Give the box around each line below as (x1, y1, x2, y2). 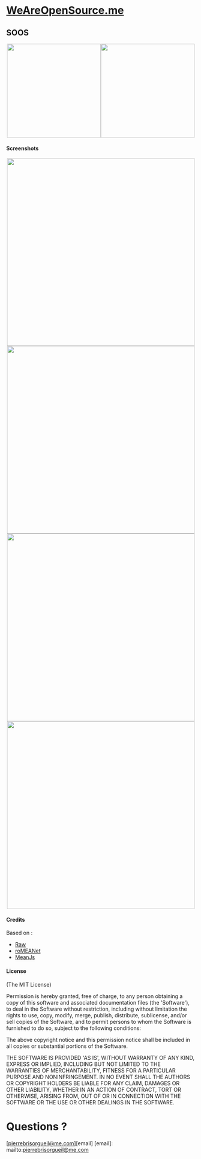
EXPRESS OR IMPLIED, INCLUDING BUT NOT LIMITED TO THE (6, 1061, 161, 1068)
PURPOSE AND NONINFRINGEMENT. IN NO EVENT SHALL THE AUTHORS (6, 1073, 191, 1080)
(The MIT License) (6, 981, 52, 988)
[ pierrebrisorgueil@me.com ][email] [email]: (6, 1139, 113, 1147)
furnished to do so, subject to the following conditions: (6, 1024, 141, 1032)
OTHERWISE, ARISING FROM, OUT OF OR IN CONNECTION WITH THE (6, 1092, 181, 1100)
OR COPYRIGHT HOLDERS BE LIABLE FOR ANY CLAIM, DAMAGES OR (6, 1079, 180, 1087)
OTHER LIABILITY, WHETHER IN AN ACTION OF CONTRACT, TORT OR (6, 1086, 181, 1093)
